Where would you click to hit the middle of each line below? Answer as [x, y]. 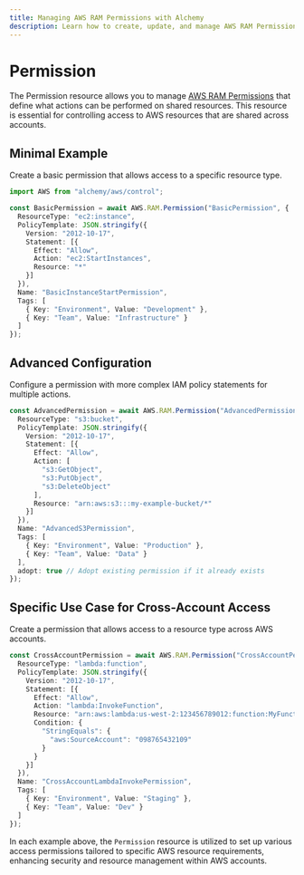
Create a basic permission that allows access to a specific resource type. [146, 175]
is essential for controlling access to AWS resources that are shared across [149, 115]
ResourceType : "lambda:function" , [82, 664]
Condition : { [58, 723]
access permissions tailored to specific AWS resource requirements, [137, 851]
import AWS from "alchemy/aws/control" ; [87, 192]
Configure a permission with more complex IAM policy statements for [139, 384]
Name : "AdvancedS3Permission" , [76, 529]
